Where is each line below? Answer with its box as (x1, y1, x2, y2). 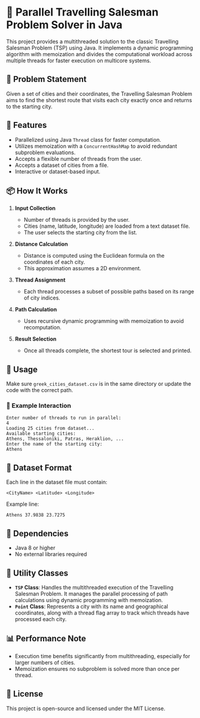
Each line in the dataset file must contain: (6, 478, 107, 486)
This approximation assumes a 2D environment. (23, 265, 141, 272)
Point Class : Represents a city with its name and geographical (14, 603, 168, 610)
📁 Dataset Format (6, 463, 72, 473)
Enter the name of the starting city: (6, 441, 103, 447)
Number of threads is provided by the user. (23, 216, 130, 224)
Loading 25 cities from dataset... (6, 426, 95, 432)
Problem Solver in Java (6, 18, 123, 32)
